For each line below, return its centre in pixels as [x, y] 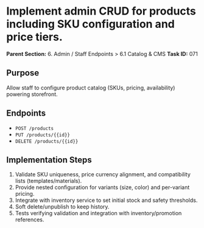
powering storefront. [32, 94]
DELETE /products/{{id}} [47, 141]
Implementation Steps [49, 160]
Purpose [23, 73]
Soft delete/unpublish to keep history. [62, 207]
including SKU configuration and [90, 24]
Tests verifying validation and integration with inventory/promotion [98, 213]
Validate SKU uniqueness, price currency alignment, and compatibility [103, 174]
